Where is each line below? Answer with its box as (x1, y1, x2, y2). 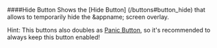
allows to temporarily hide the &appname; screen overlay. (7, 13, 170, 21)
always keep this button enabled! (7, 33, 101, 41)
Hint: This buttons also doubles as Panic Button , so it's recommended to (7, 26, 211, 34)
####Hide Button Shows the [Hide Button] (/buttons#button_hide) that (7, 6, 205, 14)
